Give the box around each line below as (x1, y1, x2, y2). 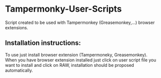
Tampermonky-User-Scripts (5, 3, 122, 15)
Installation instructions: (5, 39, 81, 47)
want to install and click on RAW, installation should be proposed (5, 62, 134, 68)
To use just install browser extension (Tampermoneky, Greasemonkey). (5, 52, 147, 58)
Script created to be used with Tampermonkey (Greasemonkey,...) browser (5, 19, 155, 25)
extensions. (5, 24, 28, 30)
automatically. (5, 67, 33, 73)
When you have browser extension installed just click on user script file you (5, 57, 157, 63)
